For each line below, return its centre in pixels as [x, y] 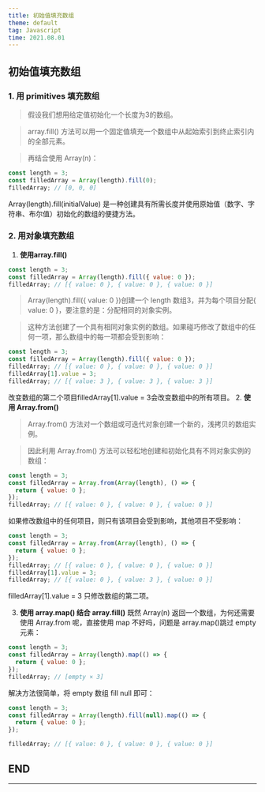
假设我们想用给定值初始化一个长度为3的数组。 [102, 114]
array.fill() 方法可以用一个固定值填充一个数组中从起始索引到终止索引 [137, 131]
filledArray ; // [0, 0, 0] [52, 188]
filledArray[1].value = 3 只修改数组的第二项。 [81, 596]
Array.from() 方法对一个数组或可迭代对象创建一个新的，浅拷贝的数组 [138, 424]
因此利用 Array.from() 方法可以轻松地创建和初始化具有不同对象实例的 [139, 450]
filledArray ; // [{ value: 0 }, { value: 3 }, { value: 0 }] [111, 580]
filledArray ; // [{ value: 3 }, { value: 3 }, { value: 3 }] [111, 381]
